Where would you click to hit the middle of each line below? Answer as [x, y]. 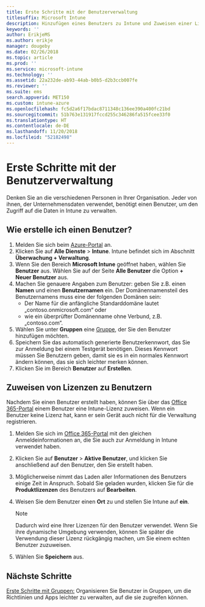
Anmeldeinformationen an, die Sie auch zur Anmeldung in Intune [96, 440]
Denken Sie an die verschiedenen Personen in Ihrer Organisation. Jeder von [102, 197]
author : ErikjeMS [28, 35]
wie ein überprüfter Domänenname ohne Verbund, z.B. [93, 316]
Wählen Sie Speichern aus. [49, 557]
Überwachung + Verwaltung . [52, 257]
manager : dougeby [28, 47]
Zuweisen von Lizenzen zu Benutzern [79, 387]
